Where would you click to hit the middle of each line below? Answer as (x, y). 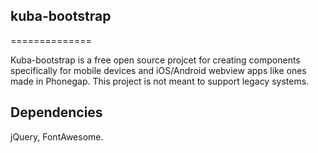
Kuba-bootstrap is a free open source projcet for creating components (155, 60)
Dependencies (56, 112)
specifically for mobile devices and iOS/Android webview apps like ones (158, 70)
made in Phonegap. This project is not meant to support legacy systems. (160, 81)
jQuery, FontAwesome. (57, 136)
